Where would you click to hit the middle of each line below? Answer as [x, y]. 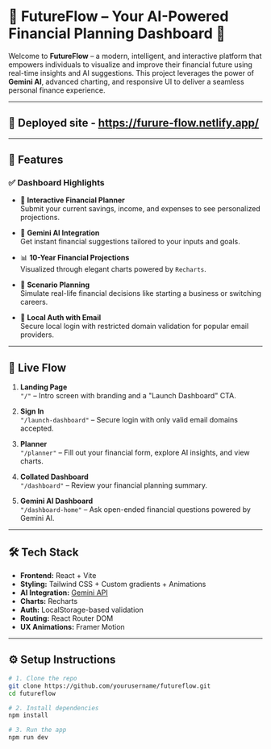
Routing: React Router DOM [67, 618]
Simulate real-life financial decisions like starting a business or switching [141, 293]
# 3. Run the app [38, 730]
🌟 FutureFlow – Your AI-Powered [119, 17]
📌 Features [36, 160]
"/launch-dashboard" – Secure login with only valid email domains [129, 420]
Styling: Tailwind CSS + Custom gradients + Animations [113, 585]
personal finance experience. [57, 90]
